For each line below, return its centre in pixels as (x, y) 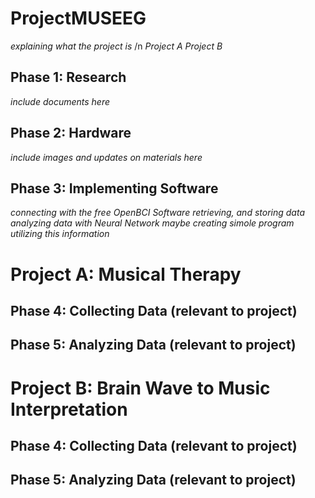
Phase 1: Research (68, 77)
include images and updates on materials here (106, 157)
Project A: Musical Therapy (126, 274)
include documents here (60, 101)
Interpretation (69, 409)
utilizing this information (60, 234)
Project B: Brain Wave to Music (140, 388)
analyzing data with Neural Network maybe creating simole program (152, 223)
